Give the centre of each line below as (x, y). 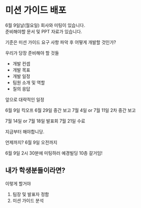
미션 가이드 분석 (28, 200)
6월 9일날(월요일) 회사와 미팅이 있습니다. (45, 25)
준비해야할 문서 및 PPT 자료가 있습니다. (44, 31)
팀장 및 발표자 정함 (31, 194)
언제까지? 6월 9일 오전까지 (31, 142)
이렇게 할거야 (18, 183)
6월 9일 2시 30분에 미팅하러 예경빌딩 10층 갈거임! (54, 153)
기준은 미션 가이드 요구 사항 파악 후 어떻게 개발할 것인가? (61, 42)
